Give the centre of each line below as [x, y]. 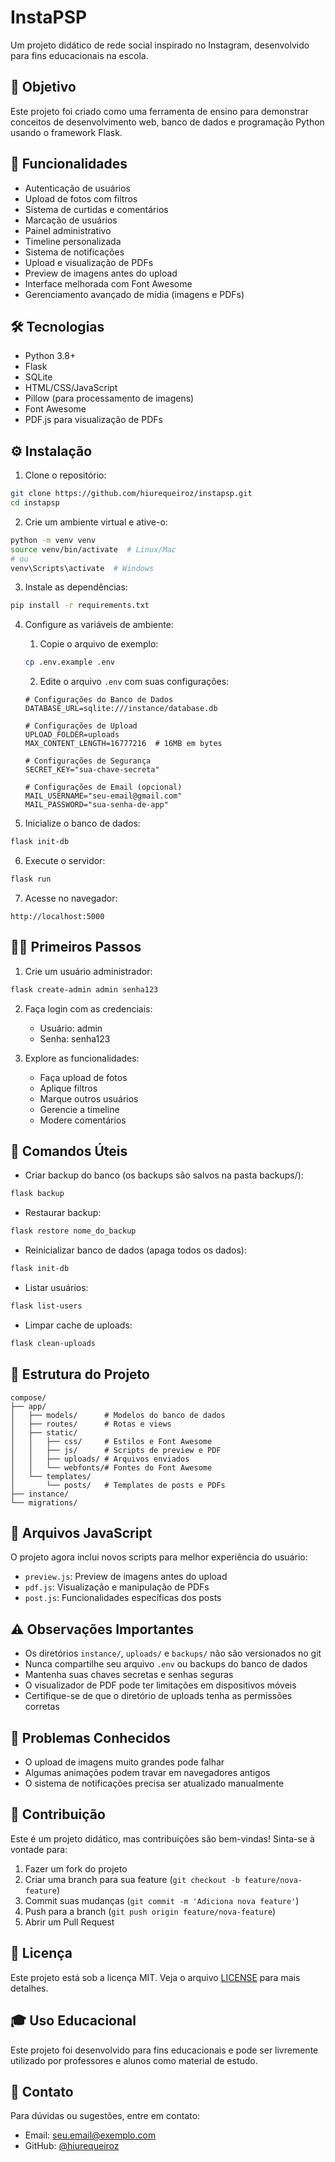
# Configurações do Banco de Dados [99, 700]
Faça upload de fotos [83, 1077]
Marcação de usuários [71, 220]
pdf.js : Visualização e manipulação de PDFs [117, 1587]
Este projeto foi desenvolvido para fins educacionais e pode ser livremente [164, 2050]
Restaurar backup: [63, 1213]
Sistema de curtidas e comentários [96, 209]
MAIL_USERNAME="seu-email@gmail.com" [103, 796]
